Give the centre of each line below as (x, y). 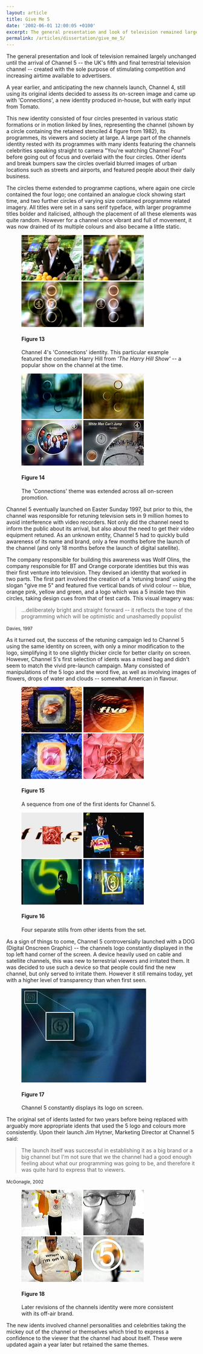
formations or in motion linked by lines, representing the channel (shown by (100, 125)
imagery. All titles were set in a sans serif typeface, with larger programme (99, 207)
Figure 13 (33, 338)
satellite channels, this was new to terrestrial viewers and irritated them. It (98, 960)
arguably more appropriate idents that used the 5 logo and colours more (96, 1126)
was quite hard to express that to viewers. (73, 1170)
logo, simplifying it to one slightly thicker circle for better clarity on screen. (99, 652)
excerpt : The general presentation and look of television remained (94, 32)
